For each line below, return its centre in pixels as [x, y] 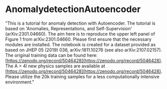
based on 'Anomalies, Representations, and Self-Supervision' [69, 28]
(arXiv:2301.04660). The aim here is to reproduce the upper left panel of [80, 34]
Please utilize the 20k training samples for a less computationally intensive [82, 76]
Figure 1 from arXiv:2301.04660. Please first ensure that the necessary [78, 39]
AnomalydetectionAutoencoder [73, 9]
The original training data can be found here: [52, 55]
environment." [20, 82]
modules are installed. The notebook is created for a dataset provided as [80, 44]
